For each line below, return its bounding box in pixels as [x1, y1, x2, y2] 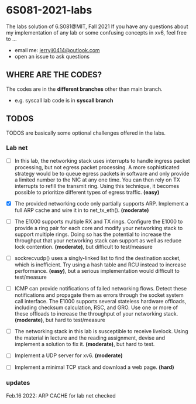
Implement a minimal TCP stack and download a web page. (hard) [14, 364, 174, 371]
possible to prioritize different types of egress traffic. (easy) [14, 189, 160, 196]
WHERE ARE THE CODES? [6, 70, 102, 80]
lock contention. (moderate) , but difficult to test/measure [14, 244, 153, 251]
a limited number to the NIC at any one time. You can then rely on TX [14, 176, 180, 183]
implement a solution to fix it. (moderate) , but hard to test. [14, 341, 155, 348]
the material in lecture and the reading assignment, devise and [14, 334, 166, 341]
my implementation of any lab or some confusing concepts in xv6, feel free [6, 29, 187, 36]
